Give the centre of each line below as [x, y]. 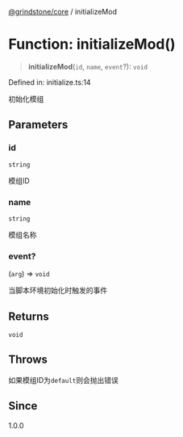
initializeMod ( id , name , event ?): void [87, 66]
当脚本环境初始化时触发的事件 [58, 291]
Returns [29, 316]
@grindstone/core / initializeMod [62, 12]
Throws [28, 360]
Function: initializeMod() [92, 44]
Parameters [38, 125]
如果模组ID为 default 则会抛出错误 [63, 380]
